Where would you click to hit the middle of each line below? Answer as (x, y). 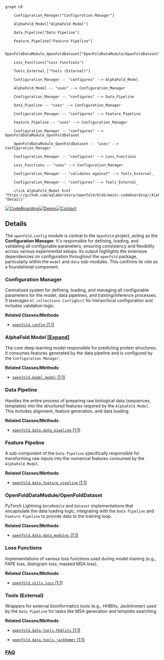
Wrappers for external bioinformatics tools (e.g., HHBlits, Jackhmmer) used (81, 606)
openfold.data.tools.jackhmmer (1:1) (48, 639)
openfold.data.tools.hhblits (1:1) (46, 630)
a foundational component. (32, 266)
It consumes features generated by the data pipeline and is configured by (79, 353)
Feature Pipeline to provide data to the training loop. (59, 516)
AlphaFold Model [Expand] (37, 337)
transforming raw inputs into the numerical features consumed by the (75, 458)
